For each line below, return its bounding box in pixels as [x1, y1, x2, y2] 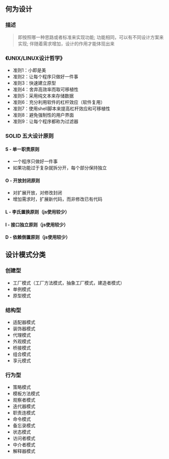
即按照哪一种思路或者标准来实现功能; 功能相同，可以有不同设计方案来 [17, 34, 164, 40]
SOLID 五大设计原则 [5, 132, 54, 139]
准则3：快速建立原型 [12, 80, 56, 86]
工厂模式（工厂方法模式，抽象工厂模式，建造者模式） [12, 279, 125, 286]
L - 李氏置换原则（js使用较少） [5, 209, 70, 215]
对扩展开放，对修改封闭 [12, 190, 62, 196]
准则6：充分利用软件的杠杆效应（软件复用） [12, 99, 106, 105]
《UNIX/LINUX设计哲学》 [5, 54, 65, 61]
